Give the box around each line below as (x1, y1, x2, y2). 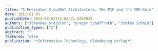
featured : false (5, 34, 38, 39)
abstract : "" (5, 30, 32, 34)
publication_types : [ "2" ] (5, 25, 58, 30)
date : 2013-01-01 (5, 12, 40, 17)
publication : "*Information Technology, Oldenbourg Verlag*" (5, 39, 132, 44)
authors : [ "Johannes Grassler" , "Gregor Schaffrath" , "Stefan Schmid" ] (5, 20, 154, 26)
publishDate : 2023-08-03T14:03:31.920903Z (5, 16, 93, 21)
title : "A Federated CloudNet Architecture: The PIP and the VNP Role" (5, 7, 154, 12)
